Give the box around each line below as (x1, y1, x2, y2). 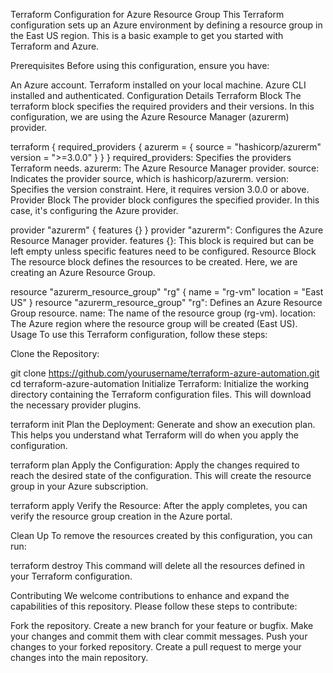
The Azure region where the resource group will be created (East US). (10, 318, 298, 329)
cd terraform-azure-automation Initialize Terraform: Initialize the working (10, 378, 310, 389)
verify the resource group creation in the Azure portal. (10, 510, 233, 522)
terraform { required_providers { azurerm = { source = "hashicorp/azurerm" (10, 141, 322, 153)
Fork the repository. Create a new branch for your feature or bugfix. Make (10, 620, 314, 631)
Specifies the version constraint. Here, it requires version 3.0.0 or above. (10, 184, 310, 195)
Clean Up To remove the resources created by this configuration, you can (10, 530, 313, 541)
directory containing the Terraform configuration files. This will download (10, 389, 312, 400)
